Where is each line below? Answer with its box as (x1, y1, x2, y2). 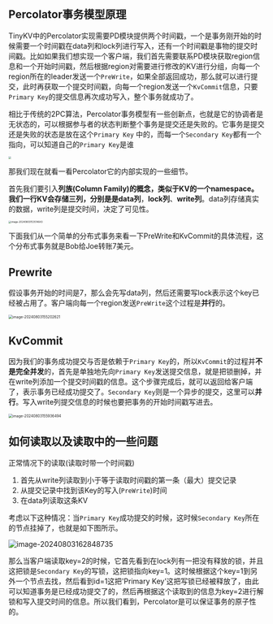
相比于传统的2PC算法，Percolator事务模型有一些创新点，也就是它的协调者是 (8, 109, 264, 119)
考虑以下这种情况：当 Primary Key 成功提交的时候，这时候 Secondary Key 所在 (8, 513, 260, 522)
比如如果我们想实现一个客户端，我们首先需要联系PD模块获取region (29, 51, 253, 61)
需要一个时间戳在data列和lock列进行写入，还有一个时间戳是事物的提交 (15, 41, 251, 50)
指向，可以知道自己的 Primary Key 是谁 (8, 139, 134, 149)
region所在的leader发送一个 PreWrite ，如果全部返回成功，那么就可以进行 (8, 71, 251, 81)
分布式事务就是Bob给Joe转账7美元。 (15, 241, 138, 251)
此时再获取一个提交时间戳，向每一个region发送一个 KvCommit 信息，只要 (22, 81, 258, 91)
